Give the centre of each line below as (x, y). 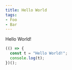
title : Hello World (26, 10)
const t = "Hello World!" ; (39, 54)
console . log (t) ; (27, 58)
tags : (11, 15)
